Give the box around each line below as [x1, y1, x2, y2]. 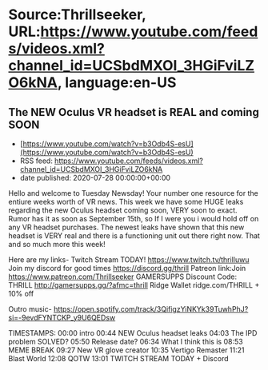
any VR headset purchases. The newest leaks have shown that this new [8, 222, 245, 232]
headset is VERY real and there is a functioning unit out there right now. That [8, 231, 260, 241]
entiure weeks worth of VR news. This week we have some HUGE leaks [8, 197, 244, 206]
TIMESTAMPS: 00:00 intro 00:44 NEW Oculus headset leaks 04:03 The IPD [8, 328, 258, 337]
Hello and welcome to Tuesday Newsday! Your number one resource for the [8, 189, 258, 197]
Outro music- [8, 304, 52, 313]
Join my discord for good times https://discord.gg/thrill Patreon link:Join [8, 264, 246, 273]
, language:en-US [57, 74, 177, 92]
